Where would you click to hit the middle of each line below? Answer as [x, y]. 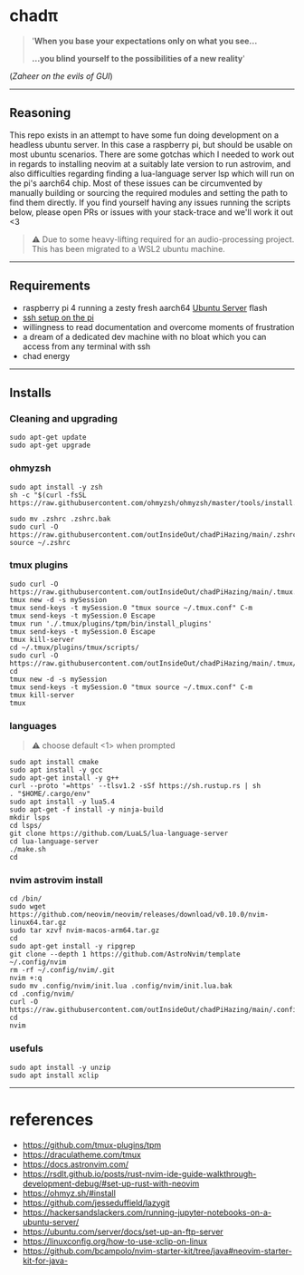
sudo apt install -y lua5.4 [62, 802]
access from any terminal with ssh [86, 346]
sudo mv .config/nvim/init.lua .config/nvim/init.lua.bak [121, 986]
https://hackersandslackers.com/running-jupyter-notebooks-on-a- [147, 1212]
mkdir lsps [30, 818]
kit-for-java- [45, 1260]
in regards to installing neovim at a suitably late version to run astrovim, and [150, 163]
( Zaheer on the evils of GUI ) [61, 76]
